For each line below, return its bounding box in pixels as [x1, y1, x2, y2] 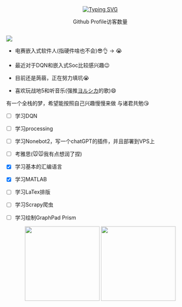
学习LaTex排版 [14, 188, 51, 196]
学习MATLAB [14, 176, 47, 183]
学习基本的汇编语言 [14, 163, 63, 170]
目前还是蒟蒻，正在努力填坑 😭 [14, 75, 90, 81]
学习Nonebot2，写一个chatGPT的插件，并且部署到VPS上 [14, 138, 155, 145]
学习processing [14, 125, 53, 132]
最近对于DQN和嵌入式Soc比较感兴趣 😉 [14, 62, 110, 69]
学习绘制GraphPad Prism [14, 214, 76, 221]
